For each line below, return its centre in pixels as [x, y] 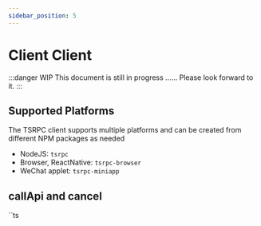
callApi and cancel [55, 196]
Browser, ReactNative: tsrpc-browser [81, 163]
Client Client [50, 55]
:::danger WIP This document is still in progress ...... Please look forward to [131, 77]
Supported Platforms [61, 111]
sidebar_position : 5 [43, 16]
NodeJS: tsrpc [44, 154]
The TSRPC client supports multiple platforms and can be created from [125, 130]
